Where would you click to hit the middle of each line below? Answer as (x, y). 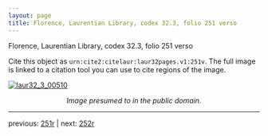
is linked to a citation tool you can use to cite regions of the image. (117, 69)
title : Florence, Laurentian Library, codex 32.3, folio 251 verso (123, 23)
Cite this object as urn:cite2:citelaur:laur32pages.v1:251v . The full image (132, 61)
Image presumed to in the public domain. (134, 100)
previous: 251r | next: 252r (51, 123)
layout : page (30, 16)
